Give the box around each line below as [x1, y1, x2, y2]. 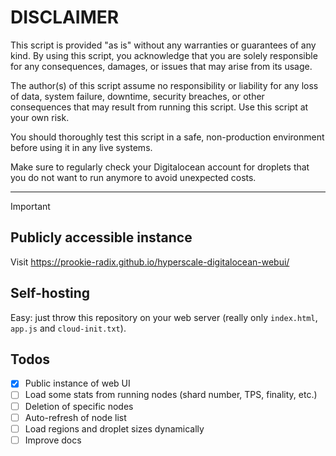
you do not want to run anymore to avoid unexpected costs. [10, 171, 257, 183]
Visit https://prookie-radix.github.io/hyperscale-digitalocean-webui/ [10, 256, 290, 268]
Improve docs [24, 434, 82, 446]
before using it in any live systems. [10, 141, 153, 153]
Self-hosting [10, 285, 91, 302]
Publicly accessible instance [10, 229, 193, 246]
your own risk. [10, 111, 70, 123]
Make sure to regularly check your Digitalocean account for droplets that [10, 161, 310, 173]
